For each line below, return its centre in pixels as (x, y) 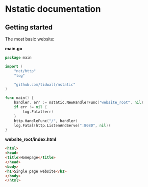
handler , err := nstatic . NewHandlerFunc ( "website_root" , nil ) (79, 103)
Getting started (29, 27)
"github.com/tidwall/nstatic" (45, 85)
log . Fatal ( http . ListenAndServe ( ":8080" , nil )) (62, 125)
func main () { (20, 98)
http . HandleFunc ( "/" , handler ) (46, 121)
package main (18, 58)
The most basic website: (30, 39)
